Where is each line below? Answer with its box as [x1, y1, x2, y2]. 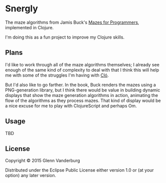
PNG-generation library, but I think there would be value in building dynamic [5, 87, 160, 93]
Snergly [5, 3, 38, 14]
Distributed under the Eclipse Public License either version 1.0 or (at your [5, 167, 154, 173]
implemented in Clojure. [5, 24, 54, 30]
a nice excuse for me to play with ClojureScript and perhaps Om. [5, 102, 137, 109]
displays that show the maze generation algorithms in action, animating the [5, 92, 159, 98]
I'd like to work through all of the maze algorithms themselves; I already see [5, 61, 160, 67]
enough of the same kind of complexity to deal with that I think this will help [5, 67, 160, 73]
